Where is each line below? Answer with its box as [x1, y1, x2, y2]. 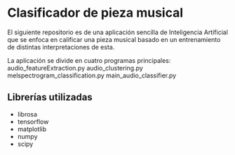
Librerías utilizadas [7, 91, 93, 103]
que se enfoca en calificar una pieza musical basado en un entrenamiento [7, 35, 221, 43]
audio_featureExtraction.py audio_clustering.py [7, 64, 144, 72]
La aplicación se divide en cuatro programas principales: [7, 56, 171, 64]
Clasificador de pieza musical [7, 5, 184, 21]
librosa [17, 110, 37, 118]
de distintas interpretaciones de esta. [7, 43, 115, 51]
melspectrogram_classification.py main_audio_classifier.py [7, 71, 177, 80]
